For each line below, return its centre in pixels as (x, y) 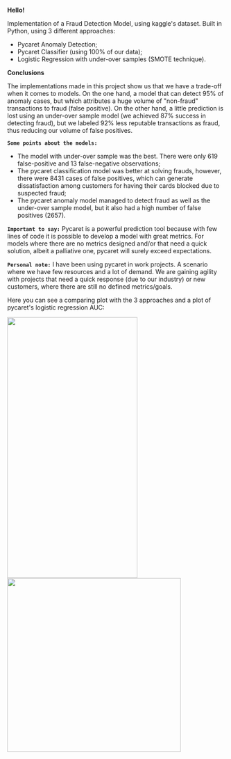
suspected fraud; (42, 193)
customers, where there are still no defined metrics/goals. (90, 287)
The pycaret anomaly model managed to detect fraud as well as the (114, 200)
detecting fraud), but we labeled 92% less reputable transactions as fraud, (114, 123)
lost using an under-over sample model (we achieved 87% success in (107, 115)
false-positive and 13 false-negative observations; (89, 163)
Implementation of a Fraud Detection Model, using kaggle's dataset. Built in (114, 23)
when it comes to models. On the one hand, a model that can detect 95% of (115, 94)
